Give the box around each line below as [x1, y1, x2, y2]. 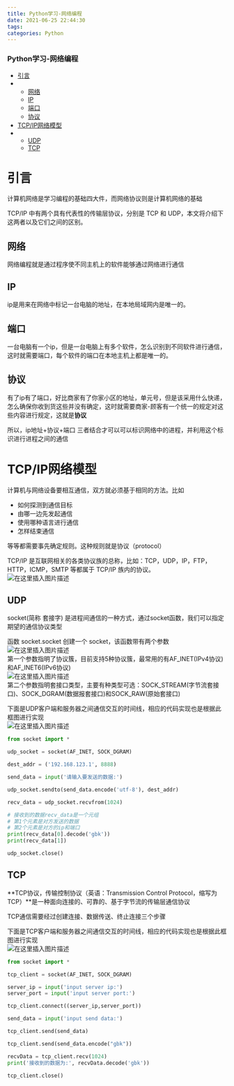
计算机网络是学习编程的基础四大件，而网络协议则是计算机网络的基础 [7, 195, 203, 203]
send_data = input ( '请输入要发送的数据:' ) [7, 774, 123, 781]
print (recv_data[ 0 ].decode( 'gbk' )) [7, 831, 111, 838]
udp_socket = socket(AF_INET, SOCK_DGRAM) [7, 748, 132, 755]
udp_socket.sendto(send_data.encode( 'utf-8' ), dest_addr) [7, 786, 179, 793]
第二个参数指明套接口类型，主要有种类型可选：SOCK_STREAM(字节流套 [7, 681, 214, 689]
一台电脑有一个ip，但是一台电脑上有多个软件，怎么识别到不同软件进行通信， [7, 342, 226, 351]
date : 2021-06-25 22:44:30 [7, 17, 86, 24]
